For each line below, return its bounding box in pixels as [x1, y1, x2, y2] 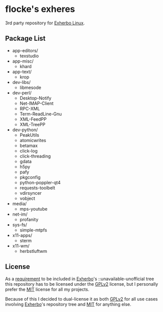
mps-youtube [19, 206, 48, 212]
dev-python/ [12, 127, 38, 133]
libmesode [19, 84, 41, 90]
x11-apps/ [12, 232, 32, 238]
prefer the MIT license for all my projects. [5, 286, 90, 292]
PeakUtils [19, 132, 40, 138]
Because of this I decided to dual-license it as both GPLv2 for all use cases [5, 296, 158, 302]
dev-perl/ [12, 89, 32, 95]
